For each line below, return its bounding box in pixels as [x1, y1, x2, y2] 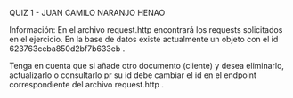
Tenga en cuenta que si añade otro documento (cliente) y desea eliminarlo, [9, 61, 285, 71]
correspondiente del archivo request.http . [9, 79, 165, 89]
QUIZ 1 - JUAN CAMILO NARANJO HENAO [9, 8, 166, 18]
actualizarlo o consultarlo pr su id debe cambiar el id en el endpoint [9, 70, 256, 80]
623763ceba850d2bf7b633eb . [9, 43, 126, 54]
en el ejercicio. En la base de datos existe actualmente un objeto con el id [9, 34, 279, 44]
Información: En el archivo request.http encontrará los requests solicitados [9, 25, 283, 34]
